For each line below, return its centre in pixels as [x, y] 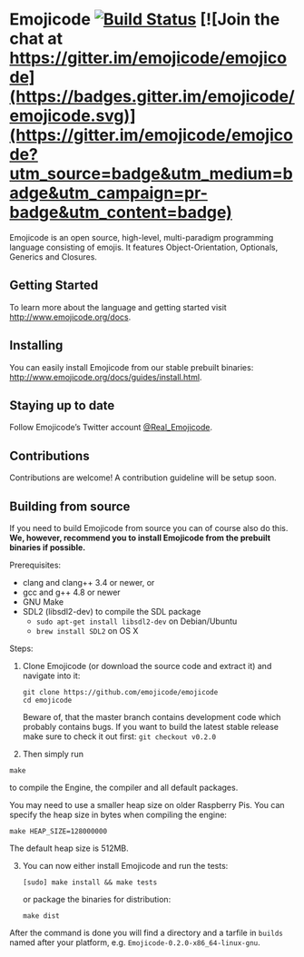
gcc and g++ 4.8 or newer [71, 592]
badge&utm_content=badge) [121, 212]
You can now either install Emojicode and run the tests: [125, 866]
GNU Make [43, 602]
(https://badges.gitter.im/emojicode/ [152, 97]
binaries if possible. [48, 548]
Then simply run [53, 754]
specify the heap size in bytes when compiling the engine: [118, 814]
